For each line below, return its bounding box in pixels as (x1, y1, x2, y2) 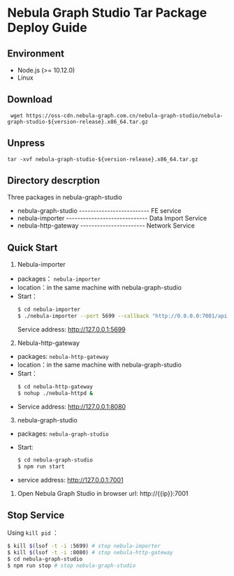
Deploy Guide (7, 20, 87, 36)
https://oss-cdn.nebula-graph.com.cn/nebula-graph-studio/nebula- (25, 112, 224, 119)
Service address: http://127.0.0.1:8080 (17, 402, 126, 411)
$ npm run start (17, 463, 65, 470)
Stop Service (7, 509, 65, 521)
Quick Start (7, 242, 58, 253)
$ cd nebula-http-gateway (17, 383, 93, 390)
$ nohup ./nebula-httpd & (17, 390, 93, 397)
